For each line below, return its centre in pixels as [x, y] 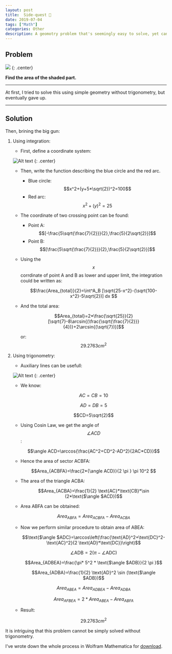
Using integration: [31, 141]
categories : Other [25, 29]
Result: [28, 610]
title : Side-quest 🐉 [28, 15]
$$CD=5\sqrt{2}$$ [94, 415]
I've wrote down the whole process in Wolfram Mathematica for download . [84, 646]
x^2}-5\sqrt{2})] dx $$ [94, 296]
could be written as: [41, 281]
